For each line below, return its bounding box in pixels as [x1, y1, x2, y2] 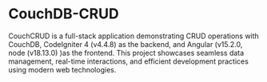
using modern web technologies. [8, 64, 117, 74]
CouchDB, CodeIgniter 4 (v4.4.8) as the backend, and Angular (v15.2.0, [8, 39, 243, 49]
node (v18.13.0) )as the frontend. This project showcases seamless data [8, 48, 245, 57]
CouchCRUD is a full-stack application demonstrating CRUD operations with [8, 31, 260, 41]
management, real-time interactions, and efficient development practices [8, 57, 249, 66]
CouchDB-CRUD [8, 5, 119, 23]
